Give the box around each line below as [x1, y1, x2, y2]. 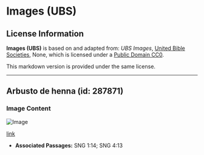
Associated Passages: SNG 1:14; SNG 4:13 [15, 142, 123, 149]
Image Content [6, 105, 52, 113]
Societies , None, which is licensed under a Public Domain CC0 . [6, 51, 165, 58]
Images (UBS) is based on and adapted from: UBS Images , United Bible [6, 44, 185, 52]
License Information [6, 29, 84, 39]
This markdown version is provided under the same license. [6, 63, 156, 70]
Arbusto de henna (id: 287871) [6, 86, 124, 97]
